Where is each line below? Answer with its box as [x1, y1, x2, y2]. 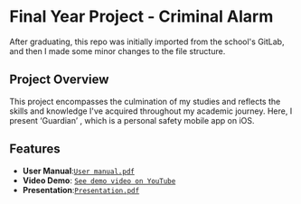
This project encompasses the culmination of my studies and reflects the [9, 96, 281, 107]
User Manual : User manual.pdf [22, 165, 136, 176]
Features [9, 142, 61, 157]
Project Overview [9, 72, 109, 88]
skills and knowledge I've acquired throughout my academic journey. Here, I [9, 106, 293, 116]
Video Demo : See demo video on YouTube [22, 174, 176, 186]
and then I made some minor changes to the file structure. [9, 45, 226, 56]
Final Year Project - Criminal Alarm [9, 6, 274, 27]
